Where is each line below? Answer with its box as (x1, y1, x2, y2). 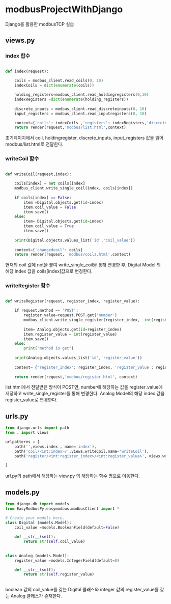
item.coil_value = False (23, 205, 76, 210)
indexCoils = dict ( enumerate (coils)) (14, 83, 95, 88)
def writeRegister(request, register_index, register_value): (5, 298, 140, 304)
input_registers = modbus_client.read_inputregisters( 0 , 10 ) (14, 111, 147, 116)
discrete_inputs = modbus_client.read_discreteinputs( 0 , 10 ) (14, 106, 147, 112)
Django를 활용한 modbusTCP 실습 (5, 21, 74, 27)
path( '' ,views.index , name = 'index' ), (14, 444, 97, 449)
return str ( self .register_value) (23, 572, 95, 577)
